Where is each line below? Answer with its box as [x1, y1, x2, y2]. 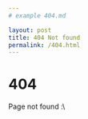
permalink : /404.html [8, 41, 81, 49]
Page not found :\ [8, 101, 66, 112]
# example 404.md [8, 11, 66, 20]
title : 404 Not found [8, 34, 81, 42]
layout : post [8, 26, 52, 34]
